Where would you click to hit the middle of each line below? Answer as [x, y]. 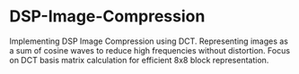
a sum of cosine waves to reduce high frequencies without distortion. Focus [149, 50]
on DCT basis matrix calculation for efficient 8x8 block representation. [139, 60]
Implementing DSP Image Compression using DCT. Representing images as [149, 41]
